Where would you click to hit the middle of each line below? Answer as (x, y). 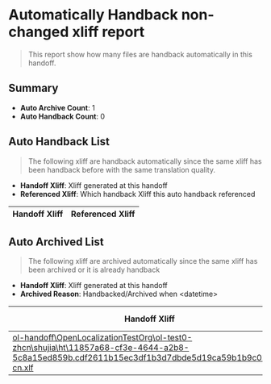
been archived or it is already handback (94, 270)
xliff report (108, 32)
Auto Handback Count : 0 (63, 116)
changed (39, 32)
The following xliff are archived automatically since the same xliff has (143, 261)
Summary (33, 88)
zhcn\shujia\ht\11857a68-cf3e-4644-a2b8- (101, 348)
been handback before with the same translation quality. (122, 169)
